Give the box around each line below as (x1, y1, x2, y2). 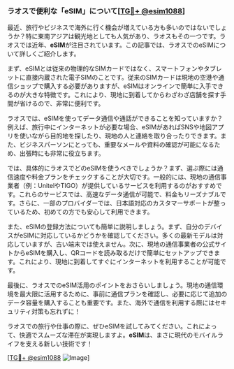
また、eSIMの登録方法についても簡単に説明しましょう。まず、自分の (7, 222, 205, 231)
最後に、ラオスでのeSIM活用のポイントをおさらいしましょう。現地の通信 (7, 281, 218, 289)
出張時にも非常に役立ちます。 (19, 149, 105, 158)
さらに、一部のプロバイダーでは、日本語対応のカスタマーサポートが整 (18, 199, 220, 208)
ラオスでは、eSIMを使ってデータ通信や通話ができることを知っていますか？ (7, 114, 224, 123)
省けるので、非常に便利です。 (19, 99, 105, 108)
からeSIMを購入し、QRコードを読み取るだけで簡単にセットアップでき (13, 249, 214, 257)
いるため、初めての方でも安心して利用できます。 (13, 208, 154, 216)
